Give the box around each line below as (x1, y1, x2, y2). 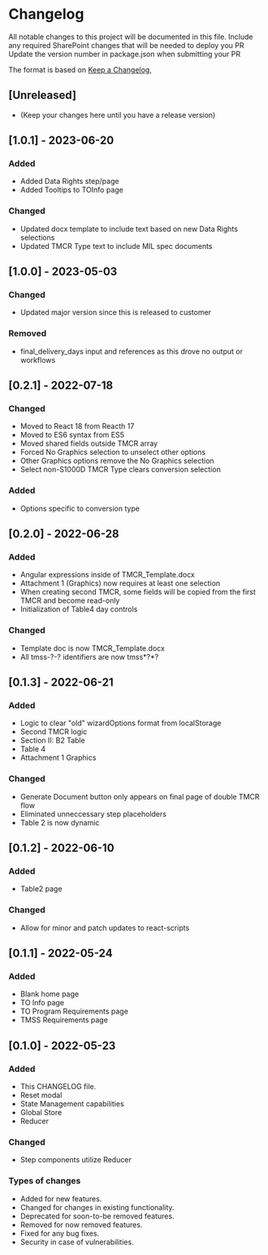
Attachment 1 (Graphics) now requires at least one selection (19, 578, 221, 588)
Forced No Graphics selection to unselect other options (19, 447, 205, 457)
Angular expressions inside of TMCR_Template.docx (19, 570, 195, 580)
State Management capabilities (19, 1099, 124, 1109)
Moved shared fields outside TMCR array (19, 438, 158, 448)
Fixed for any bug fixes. (19, 1228, 100, 1238)
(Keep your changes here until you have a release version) (19, 110, 216, 120)
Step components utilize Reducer (19, 1155, 132, 1165)
